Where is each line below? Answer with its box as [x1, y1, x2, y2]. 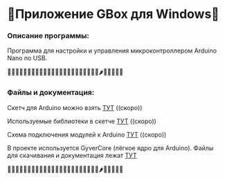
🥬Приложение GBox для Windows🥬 [7, 6, 219, 22]
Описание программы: [7, 31, 90, 41]
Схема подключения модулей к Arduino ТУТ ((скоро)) [7, 130, 167, 138]
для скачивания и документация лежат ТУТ [7, 151, 137, 159]
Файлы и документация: [7, 88, 95, 98]
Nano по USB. [7, 54, 48, 62]
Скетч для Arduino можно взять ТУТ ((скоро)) [7, 103, 143, 111]
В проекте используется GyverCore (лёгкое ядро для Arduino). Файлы [7, 143, 214, 152]
